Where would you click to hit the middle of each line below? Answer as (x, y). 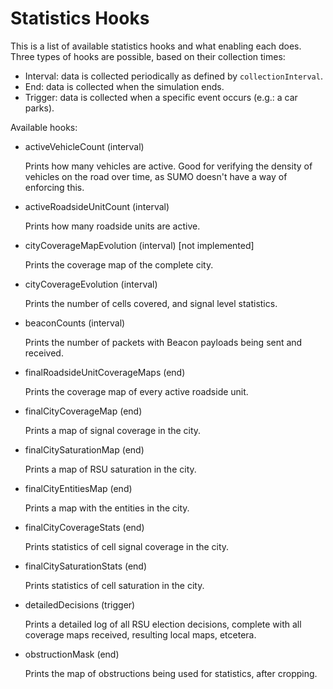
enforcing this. (54, 187)
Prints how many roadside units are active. (112, 226)
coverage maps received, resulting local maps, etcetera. (140, 634)
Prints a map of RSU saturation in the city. (110, 469)
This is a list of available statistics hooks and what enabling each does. (156, 46)
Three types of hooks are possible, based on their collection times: (148, 56)
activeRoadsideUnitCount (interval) (97, 206)
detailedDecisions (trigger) (80, 604)
